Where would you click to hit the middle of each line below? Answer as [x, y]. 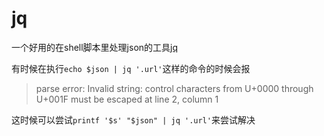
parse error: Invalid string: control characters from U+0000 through [174, 88]
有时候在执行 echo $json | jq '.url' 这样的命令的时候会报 [131, 68]
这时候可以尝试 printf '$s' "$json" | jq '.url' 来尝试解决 [133, 119]
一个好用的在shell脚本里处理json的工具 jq [95, 47]
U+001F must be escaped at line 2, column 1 [127, 99]
